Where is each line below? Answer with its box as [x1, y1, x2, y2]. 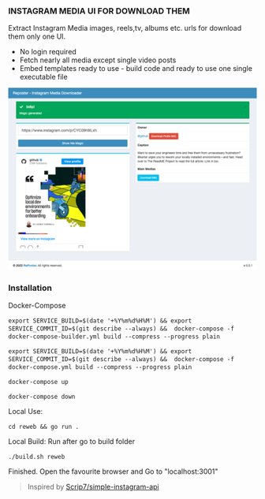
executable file [19, 73, 69, 82]
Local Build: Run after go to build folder [8, 436, 136, 446]
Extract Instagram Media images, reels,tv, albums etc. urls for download [8, 24, 242, 33]
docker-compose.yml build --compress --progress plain [8, 363, 192, 371]
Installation [8, 282, 53, 293]
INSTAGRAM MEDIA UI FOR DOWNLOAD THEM [8, 6, 191, 17]
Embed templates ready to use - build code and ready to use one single [19, 64, 252, 73]
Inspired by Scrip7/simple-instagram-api [27, 482, 159, 491]
